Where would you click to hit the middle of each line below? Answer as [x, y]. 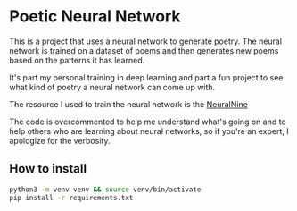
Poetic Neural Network [95, 17]
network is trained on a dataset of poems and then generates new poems [144, 50]
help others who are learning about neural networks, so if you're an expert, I [149, 131]
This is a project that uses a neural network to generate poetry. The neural [146, 41]
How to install [48, 169]
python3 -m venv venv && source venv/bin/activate [105, 190]
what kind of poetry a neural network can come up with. [112, 87]
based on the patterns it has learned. [77, 60]
